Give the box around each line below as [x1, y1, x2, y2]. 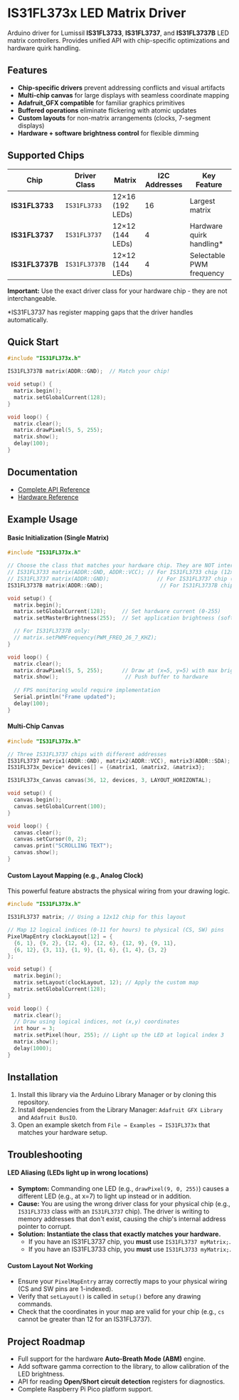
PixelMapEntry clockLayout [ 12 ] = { [7, 932, 113, 940]
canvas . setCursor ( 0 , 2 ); [14, 835, 87, 843]
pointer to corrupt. [17, 1223, 72, 1231]
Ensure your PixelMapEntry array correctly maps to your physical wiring [17, 1277, 228, 1286]
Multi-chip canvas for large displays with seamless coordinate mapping [17, 91, 230, 99]
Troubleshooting [7, 1148, 83, 1160]
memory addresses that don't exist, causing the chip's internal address [17, 1215, 226, 1223]
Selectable [189, 250, 225, 260]
